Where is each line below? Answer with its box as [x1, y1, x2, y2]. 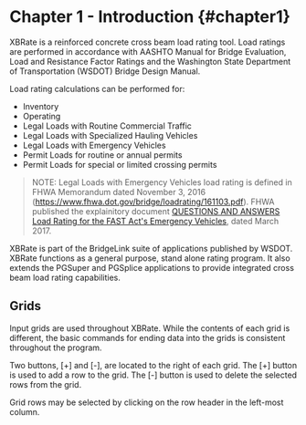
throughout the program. [9, 342, 102, 353]
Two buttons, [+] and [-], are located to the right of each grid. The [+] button [9, 359, 298, 370]
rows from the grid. [9, 378, 82, 389]
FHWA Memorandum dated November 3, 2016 [31, 186, 206, 197]
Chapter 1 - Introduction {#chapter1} [9, 6, 290, 27]
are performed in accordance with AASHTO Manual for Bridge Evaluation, [9, 46, 287, 57]
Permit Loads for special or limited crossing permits [22, 159, 217, 170]
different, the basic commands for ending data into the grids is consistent [9, 332, 286, 343]
